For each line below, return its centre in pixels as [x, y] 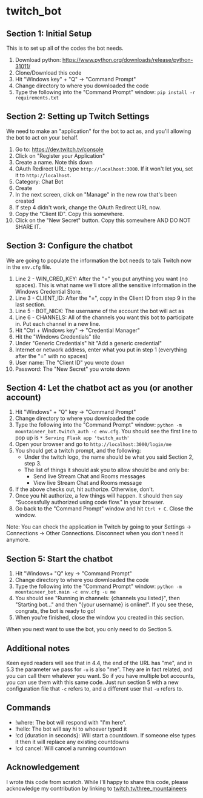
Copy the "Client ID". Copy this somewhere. [69, 214]
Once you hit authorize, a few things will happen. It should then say [99, 496]
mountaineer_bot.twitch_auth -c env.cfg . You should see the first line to [106, 431]
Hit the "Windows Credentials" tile [58, 336]
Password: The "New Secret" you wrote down [72, 369]
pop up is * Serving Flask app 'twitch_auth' [72, 438]
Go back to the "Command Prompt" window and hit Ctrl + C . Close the [104, 509]
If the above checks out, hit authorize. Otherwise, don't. [85, 489]
